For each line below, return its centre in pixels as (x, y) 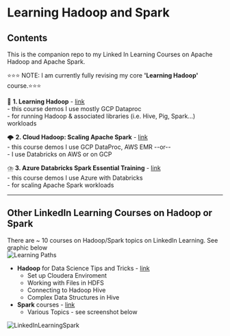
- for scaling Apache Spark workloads (61, 185)
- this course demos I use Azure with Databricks (75, 178)
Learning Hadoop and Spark (88, 13)
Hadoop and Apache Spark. (46, 62)
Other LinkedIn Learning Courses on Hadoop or (110, 213)
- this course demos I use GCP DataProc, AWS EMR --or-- (89, 147)
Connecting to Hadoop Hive (66, 290)
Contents (27, 38)
